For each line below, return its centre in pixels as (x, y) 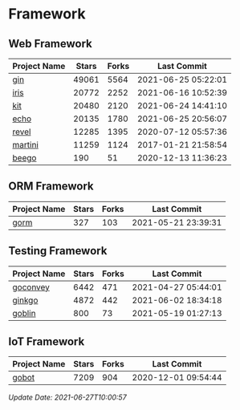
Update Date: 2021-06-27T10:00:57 (67, 397)
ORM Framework (51, 187)
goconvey (31, 287)
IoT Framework (47, 342)
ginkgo (25, 300)
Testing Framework (58, 251)
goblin (24, 313)
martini (25, 145)
